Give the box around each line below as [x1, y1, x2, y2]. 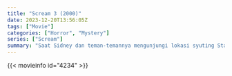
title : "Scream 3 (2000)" [7, 10, 81, 17]
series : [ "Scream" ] [7, 36, 64, 43]
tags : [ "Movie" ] [7, 23, 54, 30]
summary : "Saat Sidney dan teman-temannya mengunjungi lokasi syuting [7, 42, 215, 49]
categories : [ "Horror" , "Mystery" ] [7, 29, 110, 37]
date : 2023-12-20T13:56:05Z [7, 17, 88, 23]
